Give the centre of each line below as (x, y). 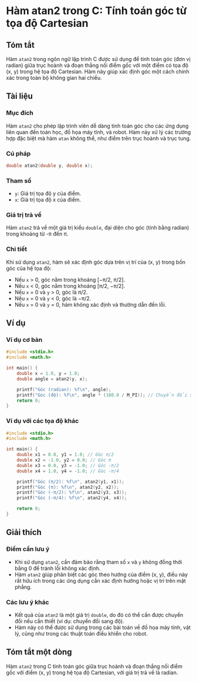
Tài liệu (20, 96)
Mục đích (20, 113)
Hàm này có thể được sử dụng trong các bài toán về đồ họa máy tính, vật (103, 627)
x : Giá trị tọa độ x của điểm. (48, 200)
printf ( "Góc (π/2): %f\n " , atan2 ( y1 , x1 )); (71, 482)
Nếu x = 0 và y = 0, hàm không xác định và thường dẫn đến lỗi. (90, 304)
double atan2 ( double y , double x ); (50, 166)
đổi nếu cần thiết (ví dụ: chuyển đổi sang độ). (69, 621)
